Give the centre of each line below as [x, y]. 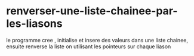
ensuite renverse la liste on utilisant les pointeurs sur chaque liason [89, 46]
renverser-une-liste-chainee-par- [92, 11]
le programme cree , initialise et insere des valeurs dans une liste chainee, [97, 40]
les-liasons [34, 24]
